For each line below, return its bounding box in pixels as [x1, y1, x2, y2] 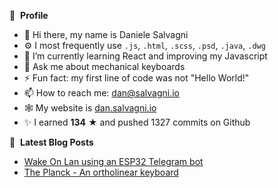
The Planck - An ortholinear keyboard [23, 166, 179, 178]
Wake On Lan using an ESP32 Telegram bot [23, 156, 204, 167]
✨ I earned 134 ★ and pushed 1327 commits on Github [23, 116, 251, 128]
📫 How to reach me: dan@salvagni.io [23, 87, 181, 99]
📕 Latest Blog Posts [9, 136, 94, 148]
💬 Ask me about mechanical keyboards [23, 61, 186, 72]
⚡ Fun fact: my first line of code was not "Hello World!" [23, 72, 250, 84]
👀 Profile [9, 10, 49, 21]
